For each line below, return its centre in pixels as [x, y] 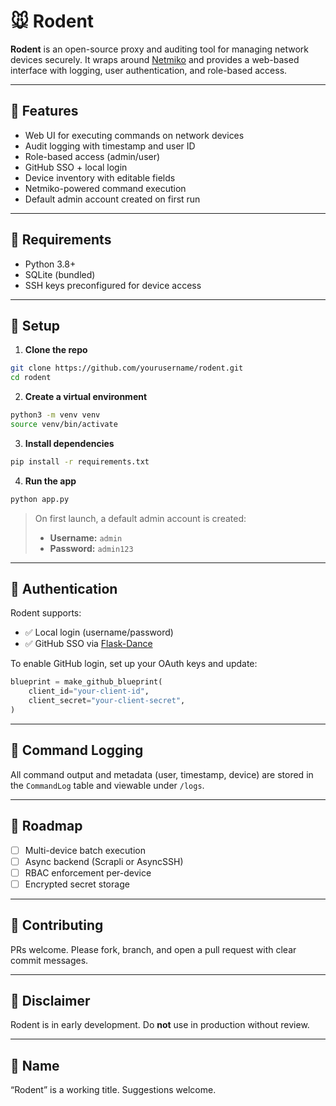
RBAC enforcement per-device [88, 872]
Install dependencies [69, 443]
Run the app [50, 481]
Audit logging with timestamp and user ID [110, 146]
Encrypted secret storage [77, 884]
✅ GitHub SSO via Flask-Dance [88, 644]
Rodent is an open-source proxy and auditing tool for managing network [159, 49]
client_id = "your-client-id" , [89, 691]
